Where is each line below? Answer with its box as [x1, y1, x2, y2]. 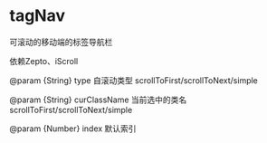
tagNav [9, 5, 66, 26]
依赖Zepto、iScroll [9, 55, 79, 66]
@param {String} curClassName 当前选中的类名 [9, 94, 187, 105]
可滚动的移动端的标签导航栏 [9, 36, 113, 47]
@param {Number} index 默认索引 [9, 123, 138, 134]
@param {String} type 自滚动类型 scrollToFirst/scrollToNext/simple [9, 74, 258, 86]
